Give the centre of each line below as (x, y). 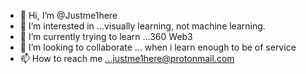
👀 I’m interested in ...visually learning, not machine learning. (142, 26)
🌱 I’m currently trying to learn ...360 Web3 (106, 36)
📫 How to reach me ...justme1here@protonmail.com (127, 58)
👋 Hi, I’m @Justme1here (68, 15)
